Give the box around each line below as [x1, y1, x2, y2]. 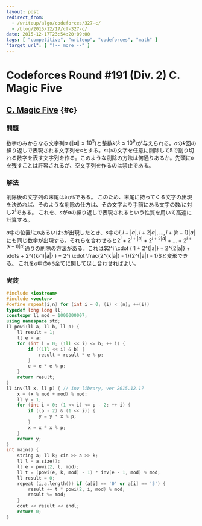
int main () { [6, 447, 39, 453]
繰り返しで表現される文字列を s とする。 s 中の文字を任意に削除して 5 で [6, 147, 178, 154]
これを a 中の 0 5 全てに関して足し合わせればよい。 [17, 260, 140, 267]
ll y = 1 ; [17, 396, 42, 402]
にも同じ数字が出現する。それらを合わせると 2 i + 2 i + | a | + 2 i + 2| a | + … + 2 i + [6, 236, 192, 244]
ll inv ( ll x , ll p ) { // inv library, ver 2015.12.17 [6, 385, 145, 392]
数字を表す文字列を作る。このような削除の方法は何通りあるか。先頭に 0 [16, 154, 194, 161]
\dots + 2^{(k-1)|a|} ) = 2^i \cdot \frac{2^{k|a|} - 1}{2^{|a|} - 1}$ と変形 [6, 252, 178, 259]
